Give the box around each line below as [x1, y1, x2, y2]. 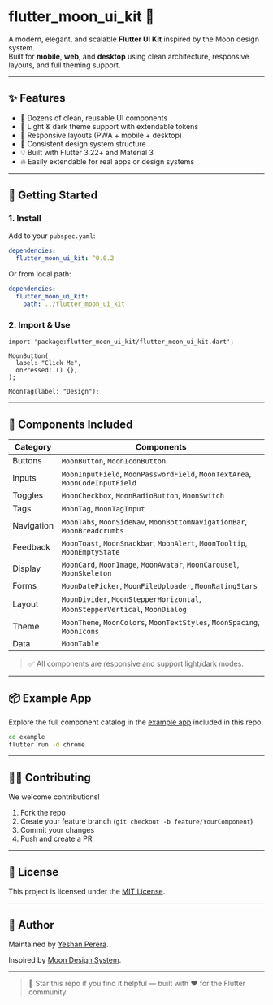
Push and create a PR [19, 833, 93, 844]
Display [12, 563, 41, 574]
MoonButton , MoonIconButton [61, 455, 167, 466]
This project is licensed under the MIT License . [8, 886, 166, 897]
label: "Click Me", [15, 359, 82, 368]
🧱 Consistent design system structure [19, 138, 146, 149]
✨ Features [8, 91, 66, 105]
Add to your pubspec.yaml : [8, 231, 96, 241]
